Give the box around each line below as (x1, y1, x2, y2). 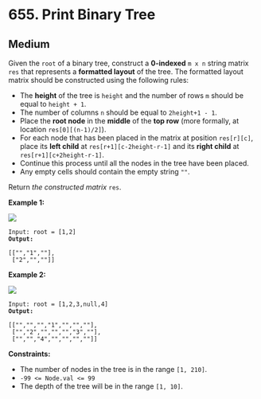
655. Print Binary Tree (8, 6, 156, 24)
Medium (8, 37, 50, 51)
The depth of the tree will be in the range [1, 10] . (19, 381, 183, 391)
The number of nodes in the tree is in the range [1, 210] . (19, 365, 208, 374)
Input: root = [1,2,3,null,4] (8, 300, 109, 308)
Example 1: (8, 198, 45, 207)
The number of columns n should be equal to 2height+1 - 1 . (19, 108, 217, 117)
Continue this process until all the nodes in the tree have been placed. (19, 158, 249, 168)
